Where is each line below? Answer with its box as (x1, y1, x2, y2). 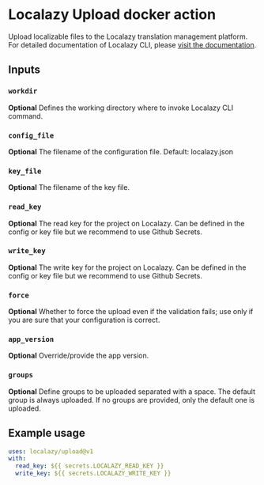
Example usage (8, 426, 85, 440)
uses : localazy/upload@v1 (8, 447, 93, 456)
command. (8, 111, 43, 120)
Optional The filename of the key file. (8, 183, 130, 192)
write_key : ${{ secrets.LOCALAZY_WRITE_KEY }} (15, 469, 172, 478)
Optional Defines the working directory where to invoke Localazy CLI (8, 103, 234, 112)
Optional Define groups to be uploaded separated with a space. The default (8, 386, 255, 396)
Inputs (8, 63, 41, 77)
